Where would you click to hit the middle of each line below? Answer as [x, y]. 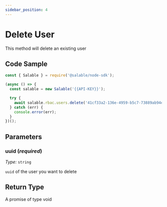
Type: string [18, 162]
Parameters [24, 137]
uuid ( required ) [24, 151]
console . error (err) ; [35, 112]
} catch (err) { [26, 107]
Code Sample [26, 64]
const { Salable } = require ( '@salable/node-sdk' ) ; [60, 75]
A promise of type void [29, 199]
